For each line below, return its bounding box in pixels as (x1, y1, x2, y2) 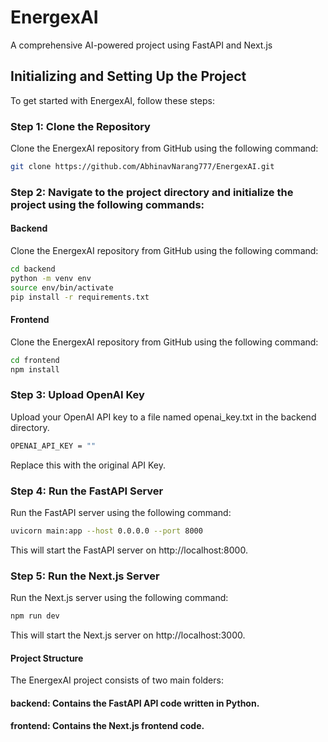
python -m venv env (10, 273, 92, 283)
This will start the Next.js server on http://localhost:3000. (10, 629, 246, 641)
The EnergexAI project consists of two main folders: (10, 674, 224, 686)
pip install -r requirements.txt (10, 292, 150, 302)
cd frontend (10, 355, 60, 365)
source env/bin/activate (10, 282, 114, 293)
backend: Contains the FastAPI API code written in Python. (10, 697, 260, 709)
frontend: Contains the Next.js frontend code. (10, 720, 205, 732)
